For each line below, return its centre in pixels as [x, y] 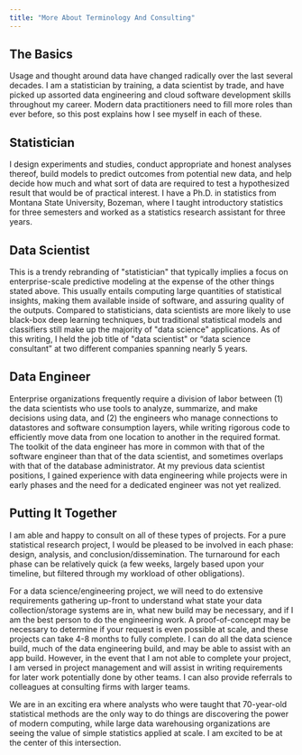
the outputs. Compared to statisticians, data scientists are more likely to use [150, 310]
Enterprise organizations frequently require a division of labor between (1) [146, 399]
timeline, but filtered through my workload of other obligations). [127, 573]
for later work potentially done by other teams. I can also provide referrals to [151, 677]
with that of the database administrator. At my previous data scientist [137, 465]
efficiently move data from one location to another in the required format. [145, 437]
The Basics [41, 55]
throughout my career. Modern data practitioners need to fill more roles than [151, 105]
